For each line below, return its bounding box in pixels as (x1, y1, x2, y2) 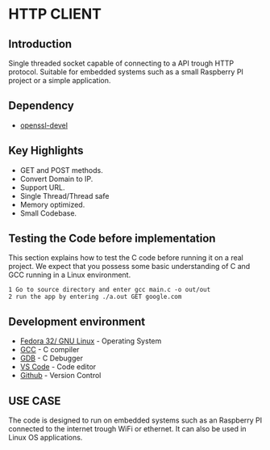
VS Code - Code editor (19, 362, 97, 372)
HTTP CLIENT (8, 5, 102, 23)
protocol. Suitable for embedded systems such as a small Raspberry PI (8, 67, 244, 77)
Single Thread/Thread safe (19, 191, 110, 200)
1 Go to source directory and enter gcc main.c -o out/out (8, 286, 211, 294)
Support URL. (19, 183, 65, 192)
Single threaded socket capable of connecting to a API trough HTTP (8, 58, 235, 68)
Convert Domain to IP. (19, 174, 93, 183)
